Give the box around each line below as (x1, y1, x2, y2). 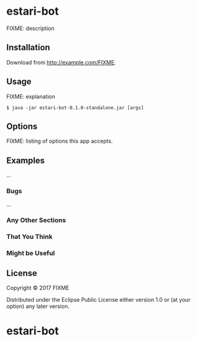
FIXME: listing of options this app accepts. (6, 137, 113, 145)
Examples (6, 155, 45, 166)
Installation (6, 42, 50, 53)
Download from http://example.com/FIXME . (6, 58, 117, 66)
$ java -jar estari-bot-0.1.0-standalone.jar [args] (6, 104, 144, 111)
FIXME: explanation (6, 93, 55, 100)
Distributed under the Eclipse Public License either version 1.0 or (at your (6, 296, 191, 304)
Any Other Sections (6, 216, 66, 224)
